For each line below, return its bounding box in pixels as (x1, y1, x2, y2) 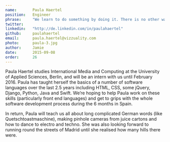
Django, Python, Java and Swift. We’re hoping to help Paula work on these (5, 90, 160, 96)
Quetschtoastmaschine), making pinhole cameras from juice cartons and (5, 116, 157, 122)
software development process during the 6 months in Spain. (5, 101, 133, 107)
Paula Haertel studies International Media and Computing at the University (5, 68, 160, 75)
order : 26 (5, 54, 37, 60)
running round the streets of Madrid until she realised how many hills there (5, 127, 161, 133)
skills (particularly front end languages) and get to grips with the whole (5, 95, 153, 101)
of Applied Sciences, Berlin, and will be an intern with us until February (5, 74, 153, 80)
